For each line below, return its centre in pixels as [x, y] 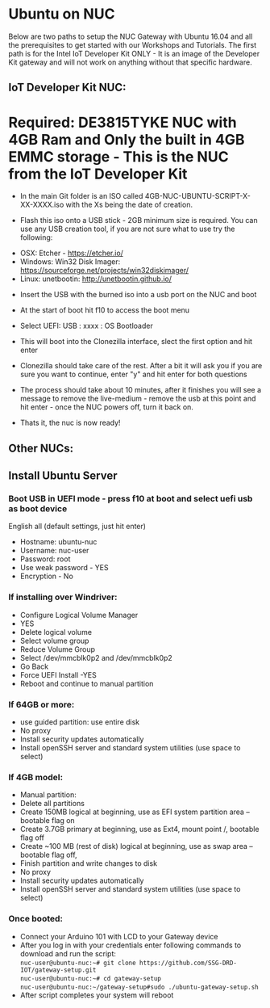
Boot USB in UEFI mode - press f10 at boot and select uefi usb [131, 498]
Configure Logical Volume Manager [79, 615]
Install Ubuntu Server [63, 476]
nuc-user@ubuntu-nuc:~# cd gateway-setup [90, 978]
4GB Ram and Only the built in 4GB [127, 139]
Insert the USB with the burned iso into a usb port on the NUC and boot [138, 295]
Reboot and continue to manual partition [87, 683]
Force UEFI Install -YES [58, 674]
